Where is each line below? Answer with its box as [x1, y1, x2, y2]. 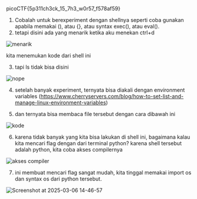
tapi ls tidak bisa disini [14, 63, 69, 70]
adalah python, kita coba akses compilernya [14, 146, 123, 153]
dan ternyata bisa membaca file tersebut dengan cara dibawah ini [14, 111, 176, 117]
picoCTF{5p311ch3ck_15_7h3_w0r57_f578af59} [6, 5, 120, 12]
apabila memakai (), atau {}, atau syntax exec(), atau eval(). [14, 23, 160, 30]
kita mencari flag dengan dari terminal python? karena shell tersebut [14, 140, 182, 147]
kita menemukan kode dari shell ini [6, 52, 91, 59]
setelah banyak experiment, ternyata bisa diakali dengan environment [14, 86, 185, 94]
